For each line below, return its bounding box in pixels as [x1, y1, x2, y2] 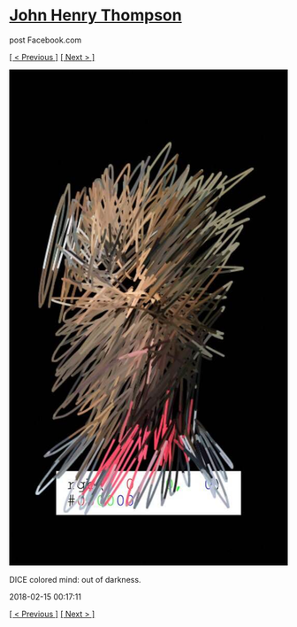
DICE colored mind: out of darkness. [9, 574, 141, 584]
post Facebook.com [9, 35, 82, 45]
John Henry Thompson [9, 5, 183, 26]
